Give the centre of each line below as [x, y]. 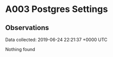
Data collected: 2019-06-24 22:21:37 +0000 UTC [56, 39]
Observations [27, 28]
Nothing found [20, 49]
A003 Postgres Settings [57, 9]
